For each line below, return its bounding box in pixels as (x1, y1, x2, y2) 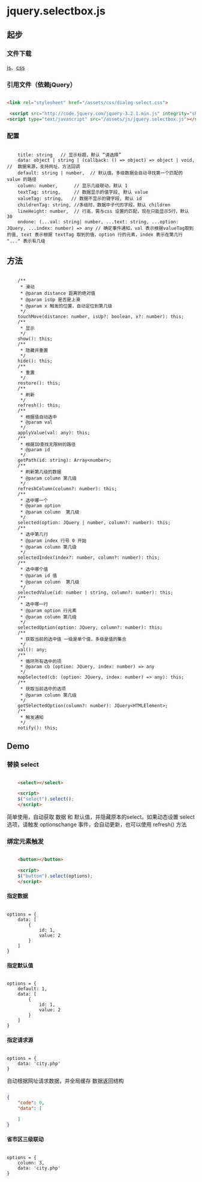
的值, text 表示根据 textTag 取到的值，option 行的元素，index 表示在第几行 (7, 232, 183, 238)
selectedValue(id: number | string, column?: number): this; (17, 589, 173, 596)
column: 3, (17, 1160, 45, 1166)
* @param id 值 (20, 573, 58, 579)
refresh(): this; (17, 402, 61, 408)
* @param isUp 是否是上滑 (20, 297, 80, 303)
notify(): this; (17, 725, 59, 731)
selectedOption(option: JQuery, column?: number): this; (17, 624, 163, 630)
